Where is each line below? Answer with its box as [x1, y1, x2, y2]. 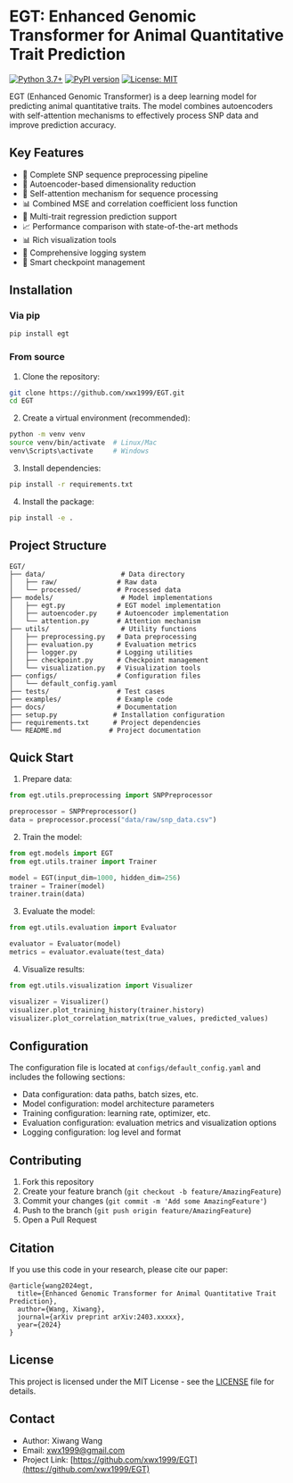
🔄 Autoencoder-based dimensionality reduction [21, 179, 197, 189]
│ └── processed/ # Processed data [9, 585, 181, 595]
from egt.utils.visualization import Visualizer [9, 980, 193, 990]
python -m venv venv [9, 430, 86, 439]
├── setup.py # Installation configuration [9, 710, 225, 720]
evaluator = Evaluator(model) [9, 939, 122, 948]
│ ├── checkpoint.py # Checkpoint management [9, 655, 209, 664]
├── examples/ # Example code [9, 695, 174, 704]
